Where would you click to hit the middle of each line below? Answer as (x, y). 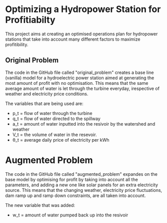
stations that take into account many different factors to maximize (73, 39)
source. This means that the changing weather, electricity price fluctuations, (84, 190)
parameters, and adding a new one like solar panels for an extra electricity (82, 185)
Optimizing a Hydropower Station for (83, 9)
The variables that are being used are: (44, 103)
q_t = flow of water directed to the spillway (56, 119)
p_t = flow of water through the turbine (52, 113)
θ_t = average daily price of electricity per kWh (61, 140)
